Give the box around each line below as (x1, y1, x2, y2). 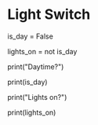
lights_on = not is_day (7, 46, 78, 56)
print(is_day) (7, 77, 48, 86)
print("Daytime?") (7, 61, 64, 72)
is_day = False (7, 31, 54, 41)
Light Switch (7, 6, 91, 24)
